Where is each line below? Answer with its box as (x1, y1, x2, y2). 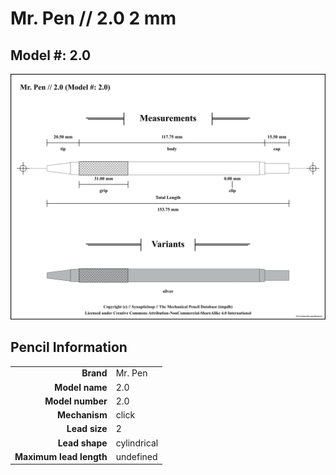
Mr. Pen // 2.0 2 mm (10, 7, 177, 30)
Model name (54, 381, 108, 393)
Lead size (66, 423, 108, 435)
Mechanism (57, 409, 108, 421)
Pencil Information (10, 339, 128, 356)
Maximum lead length (14, 450, 108, 462)
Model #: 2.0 (10, 47, 92, 64)
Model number (44, 395, 108, 407)
